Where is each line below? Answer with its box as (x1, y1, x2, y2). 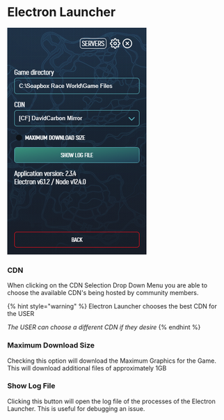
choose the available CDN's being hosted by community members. (7, 289, 199, 297)
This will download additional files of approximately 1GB (7, 363, 167, 372)
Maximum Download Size (7, 340, 95, 350)
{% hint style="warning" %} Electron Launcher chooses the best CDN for (7, 302, 218, 310)
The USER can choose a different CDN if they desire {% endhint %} (7, 323, 201, 331)
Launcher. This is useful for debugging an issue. (7, 404, 145, 412)
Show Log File (7, 381, 56, 391)
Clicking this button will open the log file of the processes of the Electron (7, 397, 216, 405)
